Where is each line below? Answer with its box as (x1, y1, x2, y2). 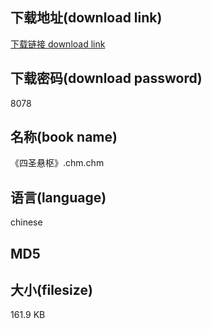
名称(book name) (10, 129, 118, 146)
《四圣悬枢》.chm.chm (10, 157, 105, 169)
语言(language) (10, 189, 107, 206)
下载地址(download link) (10, 9, 163, 27)
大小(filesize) (10, 282, 93, 299)
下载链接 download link (10, 38, 106, 50)
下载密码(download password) (10, 70, 203, 87)
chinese (10, 216, 43, 228)
